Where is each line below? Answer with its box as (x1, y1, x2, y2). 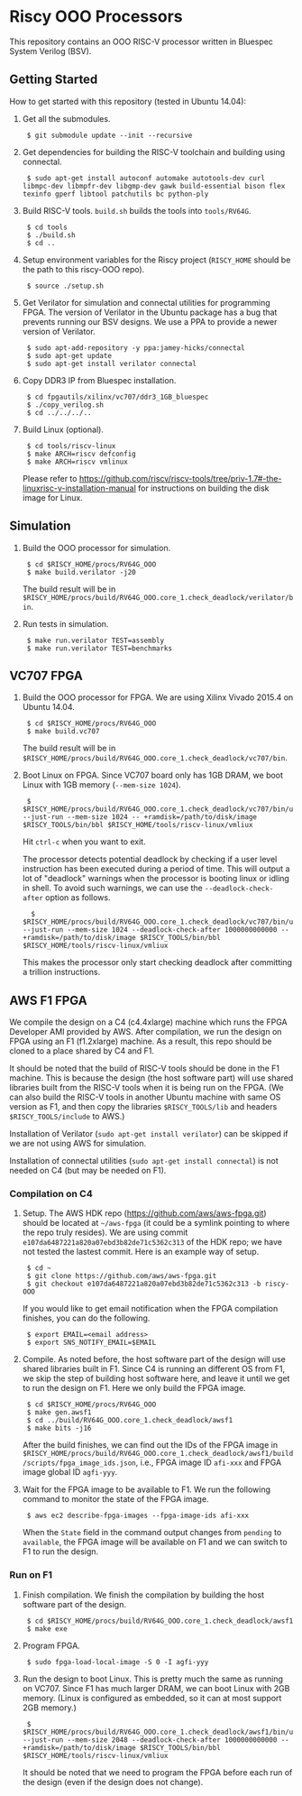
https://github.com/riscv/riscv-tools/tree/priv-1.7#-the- (78, 473, 282, 484)
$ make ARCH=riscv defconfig (26, 449, 137, 458)
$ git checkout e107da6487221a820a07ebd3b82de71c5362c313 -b (26, 1279, 261, 1289)
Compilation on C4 (9, 1188, 93, 1201)
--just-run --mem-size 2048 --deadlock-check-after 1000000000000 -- (22, 1735, 290, 1745)
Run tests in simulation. (22, 618, 109, 629)
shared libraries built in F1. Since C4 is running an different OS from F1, (22, 1364, 286, 1375)
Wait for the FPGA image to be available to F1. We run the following (22, 1484, 270, 1495)
